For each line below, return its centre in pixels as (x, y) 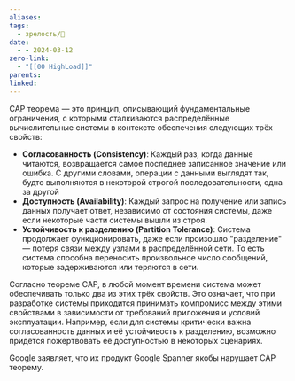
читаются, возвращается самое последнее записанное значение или (154, 163)
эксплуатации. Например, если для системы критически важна (130, 322)
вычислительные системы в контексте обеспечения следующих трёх (141, 127)
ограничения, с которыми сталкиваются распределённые (120, 118)
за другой (40, 191)
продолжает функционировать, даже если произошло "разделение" (151, 238)
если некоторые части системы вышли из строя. (115, 220)
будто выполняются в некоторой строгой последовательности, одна (152, 182)
